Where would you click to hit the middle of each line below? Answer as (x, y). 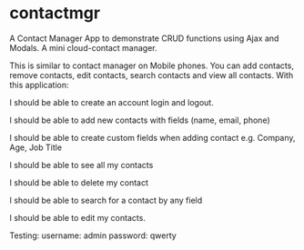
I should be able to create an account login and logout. (111, 102)
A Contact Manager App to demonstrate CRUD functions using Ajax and (144, 38)
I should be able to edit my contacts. (77, 217)
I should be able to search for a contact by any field (106, 200)
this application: (40, 85)
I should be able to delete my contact (79, 182)
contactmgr (55, 13)
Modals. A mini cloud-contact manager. (83, 47)
